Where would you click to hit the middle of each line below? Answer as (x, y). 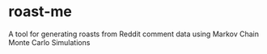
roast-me (40, 12)
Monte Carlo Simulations (49, 42)
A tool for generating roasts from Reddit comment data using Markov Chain (133, 34)
